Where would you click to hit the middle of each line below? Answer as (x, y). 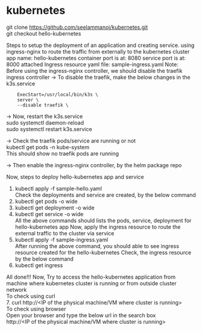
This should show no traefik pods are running (63, 153)
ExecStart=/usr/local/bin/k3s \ (58, 94)
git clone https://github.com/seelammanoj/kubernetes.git (77, 27)
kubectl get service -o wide (49, 214)
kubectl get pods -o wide (46, 201)
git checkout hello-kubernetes (44, 33)
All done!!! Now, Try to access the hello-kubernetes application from (91, 277)
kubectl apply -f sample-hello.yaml (58, 188)
